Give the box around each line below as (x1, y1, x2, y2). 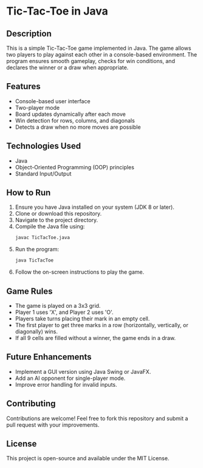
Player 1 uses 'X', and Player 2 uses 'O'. (15, 308, 114, 316)
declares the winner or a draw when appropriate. (6, 64, 129, 71)
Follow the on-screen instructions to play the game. (15, 268, 145, 276)
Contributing (6, 399, 56, 409)
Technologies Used (6, 141, 81, 151)
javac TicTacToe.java (15, 235, 70, 241)
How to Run (6, 188, 51, 198)
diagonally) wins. (15, 328, 58, 335)
